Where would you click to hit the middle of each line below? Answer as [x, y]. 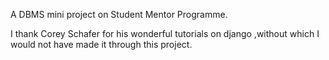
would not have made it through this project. [101, 44]
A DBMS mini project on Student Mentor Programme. [119, 14]
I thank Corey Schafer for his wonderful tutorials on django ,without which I [165, 33]
